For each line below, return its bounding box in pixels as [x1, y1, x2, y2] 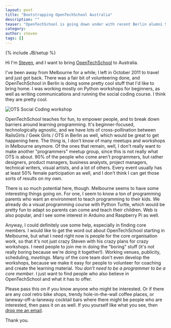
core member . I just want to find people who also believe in [5, 270, 129, 277]
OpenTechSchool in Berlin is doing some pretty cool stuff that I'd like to [5, 80, 154, 86]
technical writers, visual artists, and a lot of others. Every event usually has [5, 165, 162, 171]
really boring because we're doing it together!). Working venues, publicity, [5, 249, 161, 255]
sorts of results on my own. [5, 175, 63, 181]
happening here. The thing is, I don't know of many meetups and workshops [5, 138, 165, 144]
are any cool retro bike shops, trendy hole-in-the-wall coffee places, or [5, 291, 154, 297]
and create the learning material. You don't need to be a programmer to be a [5, 265, 166, 271]
